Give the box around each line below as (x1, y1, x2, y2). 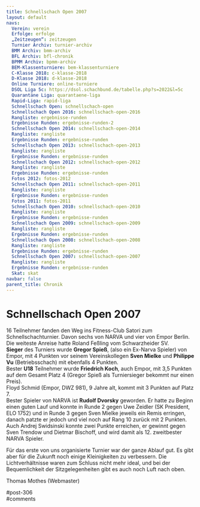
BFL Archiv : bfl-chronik (11, 53, 74, 59)
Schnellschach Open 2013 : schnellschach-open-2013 (11, 142, 141, 148)
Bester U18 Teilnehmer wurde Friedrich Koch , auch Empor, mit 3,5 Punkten (6, 365, 192, 372)
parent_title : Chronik (6, 281, 63, 287)
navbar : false (6, 276, 42, 282)
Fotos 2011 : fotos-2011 (11, 198, 71, 204)
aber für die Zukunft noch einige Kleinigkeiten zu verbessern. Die (6, 453, 167, 460)
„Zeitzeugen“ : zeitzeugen (11, 37, 77, 42)
